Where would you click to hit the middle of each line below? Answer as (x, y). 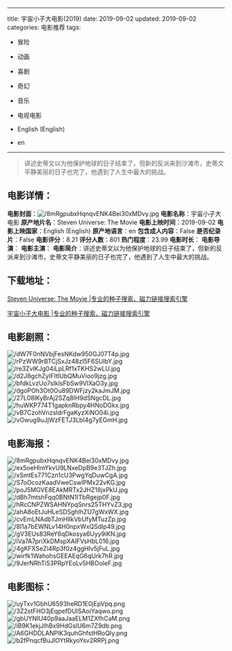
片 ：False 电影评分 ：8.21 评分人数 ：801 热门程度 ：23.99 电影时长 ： (104, 240)
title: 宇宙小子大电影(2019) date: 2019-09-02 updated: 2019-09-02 (102, 19)
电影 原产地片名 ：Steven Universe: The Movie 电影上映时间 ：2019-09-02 (112, 222)
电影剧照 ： (30, 337)
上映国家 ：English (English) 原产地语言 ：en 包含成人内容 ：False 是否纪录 (117, 231)
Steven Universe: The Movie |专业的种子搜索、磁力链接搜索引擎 (98, 298)
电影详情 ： (30, 196)
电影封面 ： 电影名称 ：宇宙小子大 (114, 213)
